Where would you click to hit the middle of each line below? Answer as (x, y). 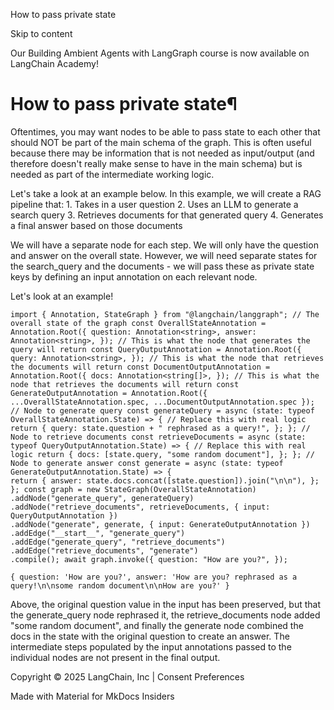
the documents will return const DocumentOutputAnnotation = (140, 367)
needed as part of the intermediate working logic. (112, 174)
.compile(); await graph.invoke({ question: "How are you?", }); (149, 559)
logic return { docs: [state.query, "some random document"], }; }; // (162, 454)
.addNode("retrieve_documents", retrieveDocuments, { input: (140, 507)
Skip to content (41, 33)
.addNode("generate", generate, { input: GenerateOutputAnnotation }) (160, 524)
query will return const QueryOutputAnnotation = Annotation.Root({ (156, 349)
